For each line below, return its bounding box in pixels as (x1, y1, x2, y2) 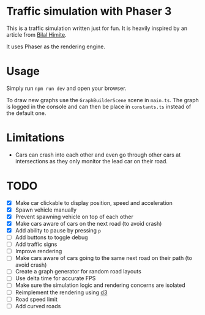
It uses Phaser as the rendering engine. (6, 43, 106, 50)
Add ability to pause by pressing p (15, 227, 101, 234)
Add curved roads (15, 302, 61, 309)
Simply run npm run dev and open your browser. (6, 84, 127, 92)
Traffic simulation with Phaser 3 (6, 4, 172, 18)
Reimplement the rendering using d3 (15, 289, 108, 296)
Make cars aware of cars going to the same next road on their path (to (15, 254, 193, 262)
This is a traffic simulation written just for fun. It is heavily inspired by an (6, 24, 188, 32)
